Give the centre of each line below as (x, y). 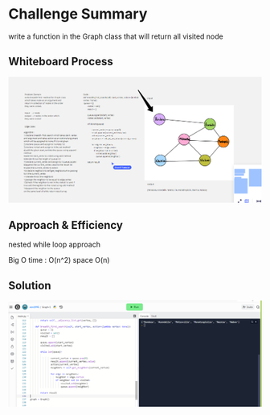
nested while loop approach (54, 245)
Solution (30, 286)
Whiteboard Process (61, 62)
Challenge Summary (78, 14)
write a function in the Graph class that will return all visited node (116, 36)
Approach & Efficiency (65, 225)
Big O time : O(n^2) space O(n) (59, 260)
